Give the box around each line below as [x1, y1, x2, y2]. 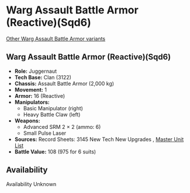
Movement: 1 [14, 86, 47, 93]
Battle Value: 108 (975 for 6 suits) [14, 148, 96, 155]
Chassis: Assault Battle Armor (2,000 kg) [14, 80, 115, 87]
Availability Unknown [6, 180, 57, 187]
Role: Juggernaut [14, 68, 57, 75]
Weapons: [14, 117, 40, 124]
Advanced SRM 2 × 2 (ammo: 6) [23, 123, 101, 130]
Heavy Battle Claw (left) [23, 111, 81, 118]
